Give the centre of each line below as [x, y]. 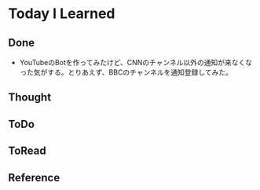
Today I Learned [62, 14]
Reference [34, 177]
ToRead [27, 151]
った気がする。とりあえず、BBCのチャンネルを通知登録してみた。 [126, 72]
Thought [30, 98]
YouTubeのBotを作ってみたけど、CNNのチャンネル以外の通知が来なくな [136, 62]
